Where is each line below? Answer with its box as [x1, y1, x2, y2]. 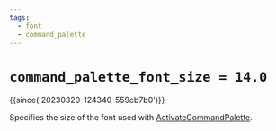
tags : [9, 13, 30, 22]
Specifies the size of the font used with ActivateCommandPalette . [9, 112, 254, 123]
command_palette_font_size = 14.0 [9, 68, 268, 85]
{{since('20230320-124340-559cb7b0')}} [9, 95, 165, 106]
